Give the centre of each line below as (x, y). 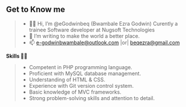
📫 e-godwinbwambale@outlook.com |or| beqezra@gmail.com (104, 42)
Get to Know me (36, 10)
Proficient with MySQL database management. (85, 73)
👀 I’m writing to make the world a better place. (84, 36)
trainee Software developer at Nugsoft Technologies (92, 30)
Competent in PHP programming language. (80, 67)
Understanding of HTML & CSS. (67, 79)
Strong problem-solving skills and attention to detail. (92, 98)
